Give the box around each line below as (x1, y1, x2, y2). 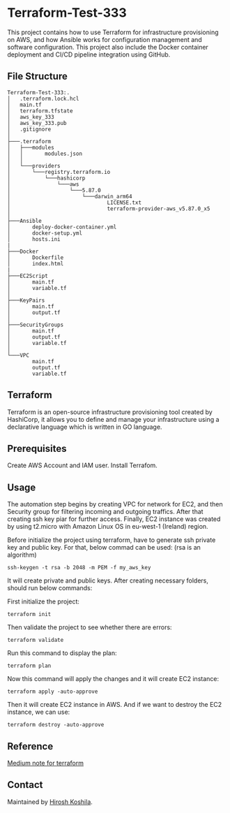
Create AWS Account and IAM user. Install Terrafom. (7, 461, 158, 469)
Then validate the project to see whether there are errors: (7, 623, 172, 631)
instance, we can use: (7, 708, 70, 717)
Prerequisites (7, 442, 67, 455)
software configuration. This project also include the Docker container (7, 43, 209, 51)
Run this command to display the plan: (7, 649, 117, 657)
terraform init (7, 611, 52, 618)
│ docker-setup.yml (7, 229, 82, 237)
